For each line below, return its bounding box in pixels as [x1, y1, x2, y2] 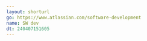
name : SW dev [6, 20, 39, 26]
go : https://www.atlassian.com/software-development [6, 14, 142, 20]
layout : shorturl [6, 8, 50, 15]
